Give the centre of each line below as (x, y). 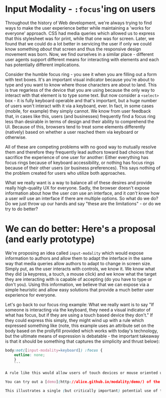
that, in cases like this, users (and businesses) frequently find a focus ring (80, 116)
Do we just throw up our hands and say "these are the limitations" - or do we (83, 203)
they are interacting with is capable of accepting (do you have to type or (79, 279)
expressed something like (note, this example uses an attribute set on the (80, 325)
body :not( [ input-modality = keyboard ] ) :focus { (54, 350)
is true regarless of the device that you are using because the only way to (80, 90)
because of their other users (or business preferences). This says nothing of (83, 168)
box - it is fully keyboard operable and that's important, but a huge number (81, 100)
